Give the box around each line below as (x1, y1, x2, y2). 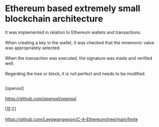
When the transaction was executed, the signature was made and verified (5, 55, 153, 61)
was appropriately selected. (5, 45, 61, 51)
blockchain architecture (5, 13, 103, 24)
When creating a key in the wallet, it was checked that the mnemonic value (5, 39, 155, 45)
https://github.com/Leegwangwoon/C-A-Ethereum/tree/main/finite (5, 116, 138, 122)
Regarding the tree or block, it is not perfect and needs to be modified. (5, 71, 146, 76)
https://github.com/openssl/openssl (5, 95, 77, 101)
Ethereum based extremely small (5, 3, 141, 14)
